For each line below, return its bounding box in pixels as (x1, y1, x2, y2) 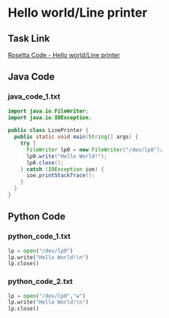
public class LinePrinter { (8, 127, 89, 134)
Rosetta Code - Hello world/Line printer (8, 51, 121, 59)
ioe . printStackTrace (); (26, 172, 96, 179)
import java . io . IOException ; (8, 114, 92, 121)
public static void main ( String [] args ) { (14, 133, 139, 140)
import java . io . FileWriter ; (8, 108, 89, 115)
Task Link (8, 33, 51, 44)
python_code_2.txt (8, 276, 73, 286)
